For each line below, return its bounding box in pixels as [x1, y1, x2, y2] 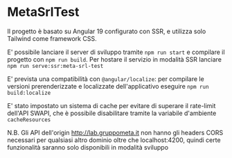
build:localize [7, 89, 51, 96]
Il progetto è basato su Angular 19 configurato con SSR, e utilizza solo [7, 27, 206, 35]
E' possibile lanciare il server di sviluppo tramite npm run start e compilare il [7, 48, 225, 56]
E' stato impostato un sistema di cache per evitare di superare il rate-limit [7, 101, 216, 109]
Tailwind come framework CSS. [7, 34, 97, 42]
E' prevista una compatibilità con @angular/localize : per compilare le [7, 74, 204, 83]
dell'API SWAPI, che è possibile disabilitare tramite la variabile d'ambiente [7, 109, 217, 117]
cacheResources [7, 116, 51, 123]
